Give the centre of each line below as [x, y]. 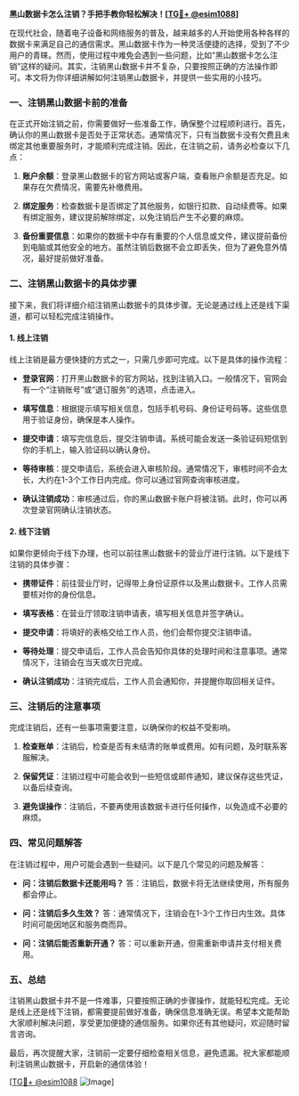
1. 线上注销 [29, 338]
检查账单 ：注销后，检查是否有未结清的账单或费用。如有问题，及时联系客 [154, 746]
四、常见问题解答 [46, 843]
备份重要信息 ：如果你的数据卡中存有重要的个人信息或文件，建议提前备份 [154, 236]
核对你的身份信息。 [65, 594]
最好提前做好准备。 [73, 258]
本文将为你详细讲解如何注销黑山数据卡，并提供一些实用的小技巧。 [145, 77]
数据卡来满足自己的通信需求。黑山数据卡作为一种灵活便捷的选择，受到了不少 [149, 44]
